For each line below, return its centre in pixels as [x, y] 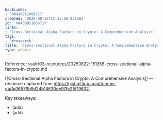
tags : [10, 37]
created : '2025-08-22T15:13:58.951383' [45, 18]
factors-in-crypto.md [26, 69]
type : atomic [18, 50]
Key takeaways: [21, 98]
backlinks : [16, 9]
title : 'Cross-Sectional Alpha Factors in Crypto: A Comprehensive [75, 45]
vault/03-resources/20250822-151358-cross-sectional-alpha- [90, 64]
